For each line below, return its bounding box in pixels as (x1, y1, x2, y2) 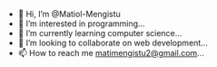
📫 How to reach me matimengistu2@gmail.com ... (17, 48, 204, 58)
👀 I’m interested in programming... (17, 18, 145, 29)
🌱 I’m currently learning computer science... (17, 28, 182, 38)
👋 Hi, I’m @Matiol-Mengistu (17, 9, 121, 19)
